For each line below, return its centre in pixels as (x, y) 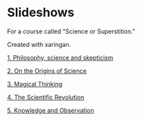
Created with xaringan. (39, 44)
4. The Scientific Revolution (46, 97)
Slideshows (41, 13)
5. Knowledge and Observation (51, 110)
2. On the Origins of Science (47, 71)
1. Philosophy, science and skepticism (60, 57)
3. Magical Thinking (35, 84)
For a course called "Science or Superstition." (71, 31)
